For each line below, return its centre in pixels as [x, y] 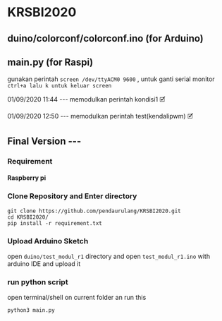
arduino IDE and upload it [44, 264]
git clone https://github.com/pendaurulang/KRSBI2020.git [94, 211]
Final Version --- [44, 141]
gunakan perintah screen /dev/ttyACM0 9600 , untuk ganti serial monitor [111, 79]
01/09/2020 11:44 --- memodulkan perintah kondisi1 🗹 [86, 99]
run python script [38, 281]
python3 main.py [31, 310]
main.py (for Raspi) [50, 62]
